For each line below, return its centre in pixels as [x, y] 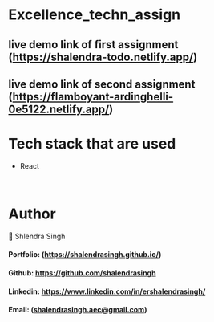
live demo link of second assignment [102, 84]
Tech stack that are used [92, 144]
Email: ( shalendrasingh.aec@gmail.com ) [78, 310]
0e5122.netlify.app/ [59, 109]
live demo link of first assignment [93, 45]
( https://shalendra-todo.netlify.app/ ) [103, 57]
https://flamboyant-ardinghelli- [93, 97]
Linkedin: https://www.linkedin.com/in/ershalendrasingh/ [107, 291]
